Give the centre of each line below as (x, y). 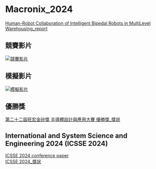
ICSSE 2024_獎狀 (23, 161)
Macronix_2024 (39, 9)
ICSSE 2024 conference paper (37, 156)
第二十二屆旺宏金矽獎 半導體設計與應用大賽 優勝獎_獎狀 (63, 120)
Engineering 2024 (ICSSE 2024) (57, 144)
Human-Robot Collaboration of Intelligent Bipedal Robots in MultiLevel (78, 23)
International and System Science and (66, 136)
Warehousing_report (27, 28)
